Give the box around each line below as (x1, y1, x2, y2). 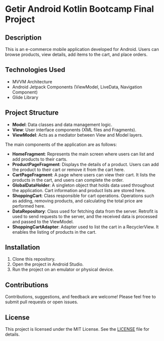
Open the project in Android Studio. (12, 261, 84, 268)
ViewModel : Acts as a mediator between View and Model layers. (12, 132, 143, 138)
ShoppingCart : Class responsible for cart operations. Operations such (12, 193, 154, 198)
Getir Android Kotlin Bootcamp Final (5, 3, 154, 15)
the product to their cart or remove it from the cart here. (12, 167, 125, 172)
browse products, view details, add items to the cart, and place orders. (5, 51, 148, 57)
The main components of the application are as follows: (5, 141, 117, 147)
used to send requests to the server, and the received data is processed (12, 213, 158, 219)
